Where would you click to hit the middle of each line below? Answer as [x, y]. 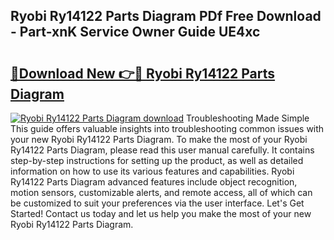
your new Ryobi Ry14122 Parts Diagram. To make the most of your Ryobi [159, 139]
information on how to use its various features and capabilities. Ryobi [152, 171]
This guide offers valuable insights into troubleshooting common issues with [167, 128]
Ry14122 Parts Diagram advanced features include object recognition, [154, 182]
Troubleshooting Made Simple [248, 118]
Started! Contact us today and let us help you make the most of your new [161, 213]
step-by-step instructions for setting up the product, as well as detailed [157, 160]
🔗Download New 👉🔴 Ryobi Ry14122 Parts [143, 73]
